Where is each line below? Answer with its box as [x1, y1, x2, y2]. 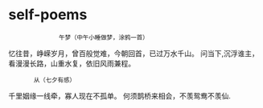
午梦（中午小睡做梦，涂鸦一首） [59, 34, 149, 42]
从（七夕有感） [33, 76, 76, 84]
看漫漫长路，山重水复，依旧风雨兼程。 [8, 58, 135, 68]
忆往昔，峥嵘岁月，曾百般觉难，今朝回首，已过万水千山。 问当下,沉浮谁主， [8, 48, 259, 58]
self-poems [8, 6, 88, 24]
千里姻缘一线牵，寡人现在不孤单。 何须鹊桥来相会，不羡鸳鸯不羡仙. [8, 90, 231, 101]
